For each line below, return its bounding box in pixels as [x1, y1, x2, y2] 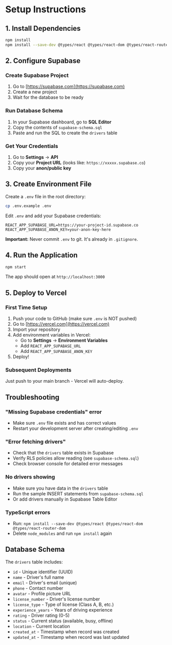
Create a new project [12, 89, 57, 95]
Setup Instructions [5, 4, 86, 15]
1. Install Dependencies [5, 24, 81, 33]
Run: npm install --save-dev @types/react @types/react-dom [12, 520, 143, 526]
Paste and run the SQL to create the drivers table [12, 130, 118, 136]
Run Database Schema [5, 107, 63, 114]
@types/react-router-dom [12, 526, 66, 531]
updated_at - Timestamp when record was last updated [12, 634, 130, 640]
